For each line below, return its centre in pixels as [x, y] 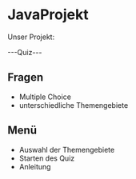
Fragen [26, 78]
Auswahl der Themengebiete [67, 149]
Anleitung [35, 166]
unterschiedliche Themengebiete [74, 105]
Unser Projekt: [31, 37]
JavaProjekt [48, 15]
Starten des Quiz [47, 158]
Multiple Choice [45, 97]
